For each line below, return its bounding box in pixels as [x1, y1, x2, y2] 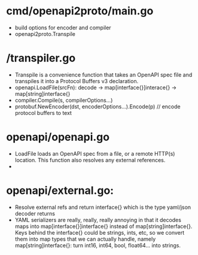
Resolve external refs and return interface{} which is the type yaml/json [14, 204, 191, 211]
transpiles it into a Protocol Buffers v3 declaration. [14, 77, 139, 84]
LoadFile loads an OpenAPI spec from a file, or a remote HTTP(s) [14, 150, 175, 157]
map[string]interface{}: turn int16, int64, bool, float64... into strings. [14, 241, 181, 249]
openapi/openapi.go [6, 130, 109, 144]
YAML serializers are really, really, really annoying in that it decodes [14, 216, 181, 223]
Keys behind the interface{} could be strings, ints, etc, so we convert [14, 229, 185, 236]
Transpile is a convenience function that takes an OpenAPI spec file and [14, 71, 193, 78]
